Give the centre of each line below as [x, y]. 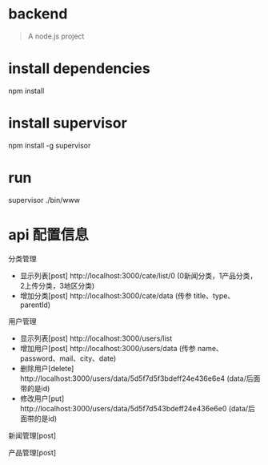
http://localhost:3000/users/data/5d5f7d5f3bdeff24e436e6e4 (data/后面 [140, 378]
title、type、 [214, 295]
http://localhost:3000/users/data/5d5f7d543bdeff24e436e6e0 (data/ [134, 408]
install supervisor [68, 123]
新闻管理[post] [32, 435]
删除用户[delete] [47, 368]
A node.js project [56, 36]
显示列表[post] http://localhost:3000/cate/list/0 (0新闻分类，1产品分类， [138, 275]
